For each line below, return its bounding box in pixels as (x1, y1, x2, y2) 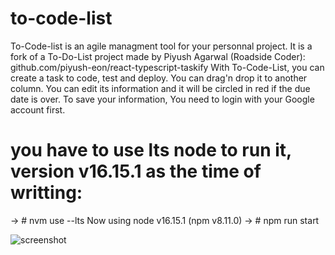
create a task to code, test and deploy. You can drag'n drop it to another (10, 72, 308, 84)
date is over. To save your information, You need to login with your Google (10, 93, 315, 105)
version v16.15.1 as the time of (10, 160, 262, 183)
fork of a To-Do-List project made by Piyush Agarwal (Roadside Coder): (10, 50, 306, 62)
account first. (10, 103, 66, 116)
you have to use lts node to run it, (10, 139, 292, 162)
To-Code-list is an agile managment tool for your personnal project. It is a (10, 40, 313, 52)
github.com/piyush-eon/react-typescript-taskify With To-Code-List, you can (10, 61, 325, 73)
